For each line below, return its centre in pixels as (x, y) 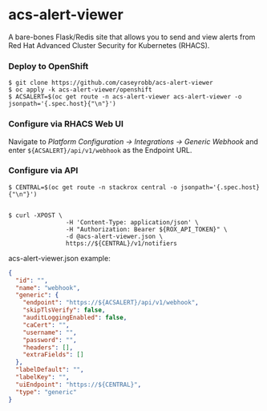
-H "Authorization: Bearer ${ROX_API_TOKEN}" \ (146, 229)
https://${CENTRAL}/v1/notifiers (121, 243)
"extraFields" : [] (53, 355)
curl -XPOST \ (39, 215)
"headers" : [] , (48, 347)
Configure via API (43, 171)
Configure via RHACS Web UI (66, 124)
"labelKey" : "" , (42, 377)
